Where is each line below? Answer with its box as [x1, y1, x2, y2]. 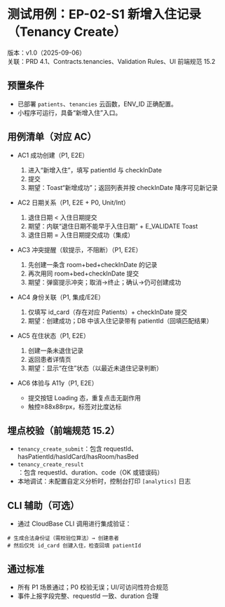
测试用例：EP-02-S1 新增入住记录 [7, 6, 202, 22]
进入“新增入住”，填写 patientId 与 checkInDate [27, 165, 163, 174]
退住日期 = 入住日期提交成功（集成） [27, 231, 135, 239]
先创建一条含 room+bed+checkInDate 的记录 [27, 260, 158, 268]
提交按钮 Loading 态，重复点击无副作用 [27, 393, 142, 402]
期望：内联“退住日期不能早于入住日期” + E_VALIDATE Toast [27, 221, 198, 230]
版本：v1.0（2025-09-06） [7, 48, 86, 57]
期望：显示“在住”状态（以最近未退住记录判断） [27, 364, 163, 372]
